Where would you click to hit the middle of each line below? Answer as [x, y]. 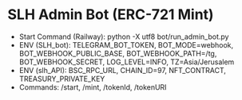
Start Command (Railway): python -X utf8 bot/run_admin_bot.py [124, 37]
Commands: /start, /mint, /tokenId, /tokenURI [93, 87]
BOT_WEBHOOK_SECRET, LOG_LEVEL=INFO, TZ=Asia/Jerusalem [127, 62]
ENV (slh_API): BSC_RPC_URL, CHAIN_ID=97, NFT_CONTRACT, [123, 70]
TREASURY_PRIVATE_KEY [62, 79]
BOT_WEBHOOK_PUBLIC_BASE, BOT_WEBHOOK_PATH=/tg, [118, 53]
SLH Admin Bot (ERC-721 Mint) [111, 15]
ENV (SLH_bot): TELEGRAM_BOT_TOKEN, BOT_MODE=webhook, [126, 44]
